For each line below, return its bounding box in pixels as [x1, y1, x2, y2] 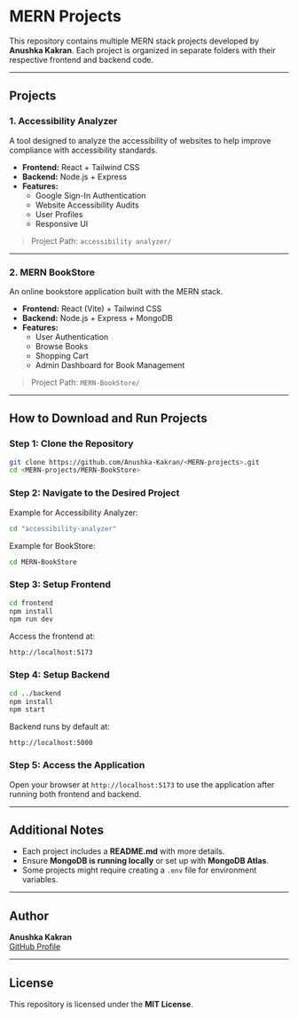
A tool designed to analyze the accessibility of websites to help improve [9, 135, 271, 145]
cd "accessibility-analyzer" [9, 524, 117, 533]
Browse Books [35, 341, 89, 351]
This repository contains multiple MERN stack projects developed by [9, 35, 260, 46]
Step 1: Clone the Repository [9, 437, 134, 450]
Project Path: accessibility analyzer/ [30, 235, 172, 246]
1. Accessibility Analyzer [9, 115, 118, 128]
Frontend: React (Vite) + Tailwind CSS [21, 303, 162, 314]
